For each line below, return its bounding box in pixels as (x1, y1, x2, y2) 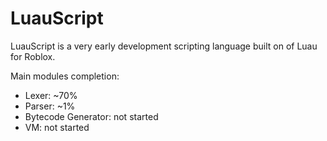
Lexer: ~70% (24, 89, 78, 101)
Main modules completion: (10, 70, 120, 82)
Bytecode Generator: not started (24, 110, 159, 122)
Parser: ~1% (24, 100, 76, 112)
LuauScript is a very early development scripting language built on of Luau (10, 40, 318, 52)
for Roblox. (10, 50, 56, 62)
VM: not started (24, 121, 90, 133)
